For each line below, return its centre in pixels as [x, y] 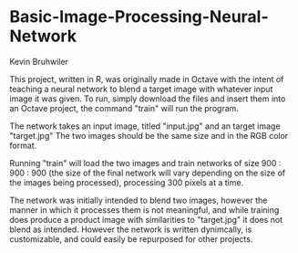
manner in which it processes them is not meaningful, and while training [144, 210]
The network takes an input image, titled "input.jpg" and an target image [145, 126]
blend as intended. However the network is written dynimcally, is [131, 229]
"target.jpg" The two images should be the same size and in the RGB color [149, 135]
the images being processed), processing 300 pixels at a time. [127, 182]
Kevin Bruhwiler [39, 61]
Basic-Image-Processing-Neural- [139, 17]
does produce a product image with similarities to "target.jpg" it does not [146, 219]
